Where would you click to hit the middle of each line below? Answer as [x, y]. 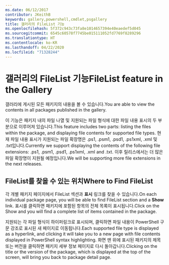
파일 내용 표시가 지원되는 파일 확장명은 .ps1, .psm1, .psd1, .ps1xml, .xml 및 [84, 139]
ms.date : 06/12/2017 [27, 10]
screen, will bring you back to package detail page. [59, 257]
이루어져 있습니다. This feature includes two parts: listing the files [85, 127]
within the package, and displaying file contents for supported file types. [81, 133]
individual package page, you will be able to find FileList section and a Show [84, 200]
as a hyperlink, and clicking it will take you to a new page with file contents [83, 234]
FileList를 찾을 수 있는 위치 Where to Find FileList [79, 181]
